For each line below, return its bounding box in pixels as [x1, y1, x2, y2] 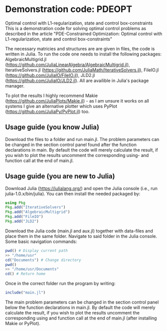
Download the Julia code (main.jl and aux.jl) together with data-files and [5, 227, 154, 233]
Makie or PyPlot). [5, 320, 41, 326]
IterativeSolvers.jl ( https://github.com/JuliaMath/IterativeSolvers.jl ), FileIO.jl [5, 66, 159, 73]
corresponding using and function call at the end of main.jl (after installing [5, 315, 157, 321]
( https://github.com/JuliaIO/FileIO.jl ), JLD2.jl [5, 72, 95, 78]
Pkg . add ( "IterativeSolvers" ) [5, 205, 66, 210]
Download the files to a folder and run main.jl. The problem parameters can [5, 136, 160, 142]
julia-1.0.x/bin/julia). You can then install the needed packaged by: [5, 190, 141, 196]
